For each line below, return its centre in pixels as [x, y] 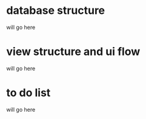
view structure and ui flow [73, 52]
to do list [28, 93]
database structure [56, 11]
